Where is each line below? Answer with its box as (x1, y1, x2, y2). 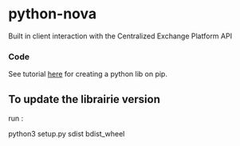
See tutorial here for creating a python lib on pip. (8, 69, 167, 79)
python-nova (8, 5, 97, 23)
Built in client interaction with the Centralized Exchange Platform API (8, 31, 233, 41)
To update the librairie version (8, 93, 161, 106)
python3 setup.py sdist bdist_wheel (8, 129, 125, 139)
